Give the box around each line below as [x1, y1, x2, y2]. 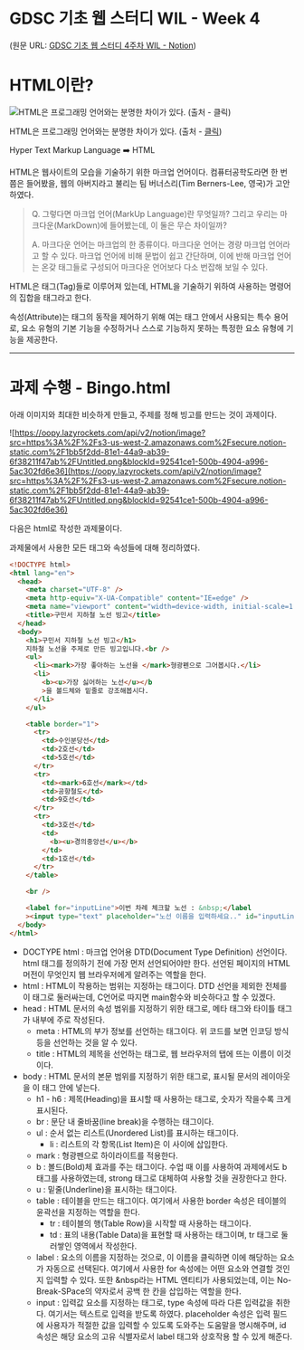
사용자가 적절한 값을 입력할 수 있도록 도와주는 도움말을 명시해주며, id [45, 1319, 287, 1330]
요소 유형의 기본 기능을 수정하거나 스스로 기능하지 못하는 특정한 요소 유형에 [21, 322, 285, 333]
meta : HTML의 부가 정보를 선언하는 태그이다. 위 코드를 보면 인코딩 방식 [35, 1025, 290, 1036]
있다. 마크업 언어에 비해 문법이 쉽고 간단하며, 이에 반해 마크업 [60, 250, 275, 261]
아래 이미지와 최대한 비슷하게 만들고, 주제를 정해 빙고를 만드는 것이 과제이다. [9, 409, 278, 420]
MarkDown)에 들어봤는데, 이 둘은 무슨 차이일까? [56, 219, 228, 231]
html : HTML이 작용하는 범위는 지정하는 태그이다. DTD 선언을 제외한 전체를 [22, 980, 288, 991]
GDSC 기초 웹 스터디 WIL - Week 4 [9, 8, 261, 29]
